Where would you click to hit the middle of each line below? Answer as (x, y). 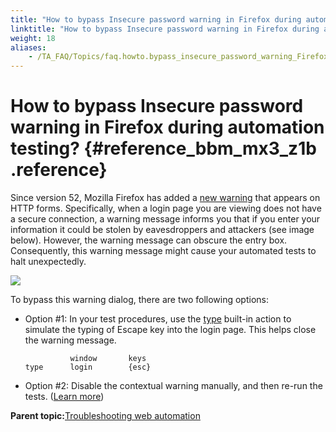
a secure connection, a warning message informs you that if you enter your (165, 219)
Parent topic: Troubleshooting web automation (105, 416)
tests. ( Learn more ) (64, 397)
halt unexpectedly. (48, 262)
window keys (108, 359)
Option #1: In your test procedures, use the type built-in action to (158, 319)
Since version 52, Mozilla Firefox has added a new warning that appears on (165, 198)
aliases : (28, 47)
